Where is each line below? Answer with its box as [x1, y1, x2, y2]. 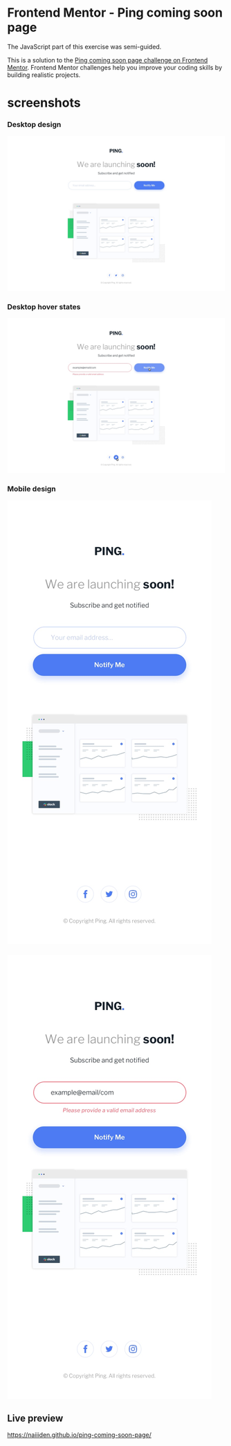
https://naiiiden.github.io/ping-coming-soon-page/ [7, 1431, 152, 1439]
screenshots [7, 95, 81, 111]
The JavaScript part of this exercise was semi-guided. [7, 42, 162, 51]
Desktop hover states [7, 302, 81, 311]
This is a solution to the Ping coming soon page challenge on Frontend [7, 55, 208, 64]
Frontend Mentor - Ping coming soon [7, 5, 223, 21]
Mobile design [7, 484, 57, 494]
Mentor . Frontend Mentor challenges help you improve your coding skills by [7, 63, 223, 71]
